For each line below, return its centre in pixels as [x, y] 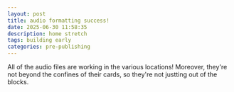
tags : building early [39, 40]
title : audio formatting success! [59, 21]
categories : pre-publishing [49, 47]
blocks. [18, 82]
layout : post [27, 14]
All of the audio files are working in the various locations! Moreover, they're [117, 67]
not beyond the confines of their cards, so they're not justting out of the [112, 74]
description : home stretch [47, 34]
